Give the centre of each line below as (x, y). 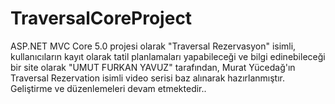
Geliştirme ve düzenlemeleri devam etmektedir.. (108, 88)
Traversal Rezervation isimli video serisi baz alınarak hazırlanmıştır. (147, 78)
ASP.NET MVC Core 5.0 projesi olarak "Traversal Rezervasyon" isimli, (153, 46)
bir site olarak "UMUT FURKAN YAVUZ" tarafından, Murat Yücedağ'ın (153, 67)
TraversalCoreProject (101, 18)
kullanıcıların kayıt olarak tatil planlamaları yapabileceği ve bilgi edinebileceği (168, 56)
